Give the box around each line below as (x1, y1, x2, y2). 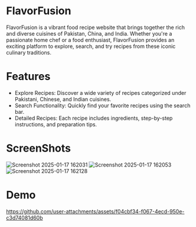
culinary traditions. (6, 49, 52, 56)
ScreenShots (6, 142, 71, 155)
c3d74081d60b (6, 214, 43, 221)
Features (6, 70, 51, 84)
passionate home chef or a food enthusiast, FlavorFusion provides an (6, 36, 175, 43)
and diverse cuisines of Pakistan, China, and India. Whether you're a (6, 30, 172, 37)
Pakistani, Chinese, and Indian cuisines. (14, 95, 112, 103)
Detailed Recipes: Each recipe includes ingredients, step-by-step (14, 114, 173, 122)
